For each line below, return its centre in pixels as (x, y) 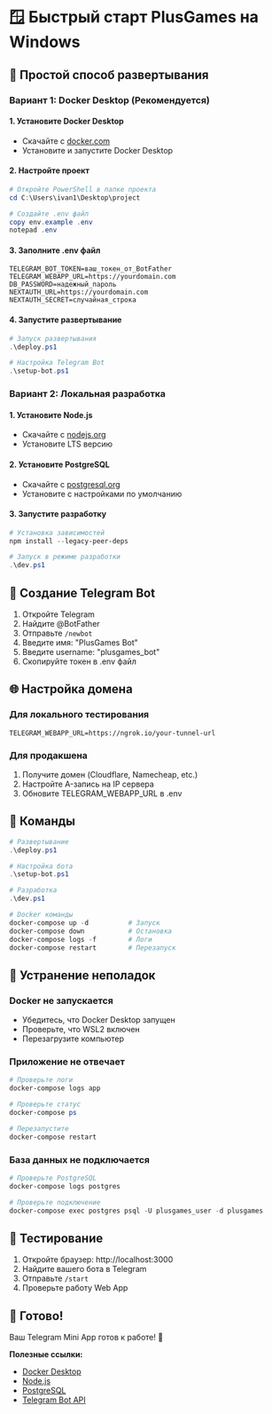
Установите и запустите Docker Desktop (97, 150)
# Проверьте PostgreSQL (53, 1178)
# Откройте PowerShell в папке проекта (83, 189)
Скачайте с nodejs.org (64, 435)
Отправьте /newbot (57, 633)
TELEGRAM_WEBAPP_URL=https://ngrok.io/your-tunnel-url (113, 733)
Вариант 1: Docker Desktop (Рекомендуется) (109, 100)
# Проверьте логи (41, 1080)
